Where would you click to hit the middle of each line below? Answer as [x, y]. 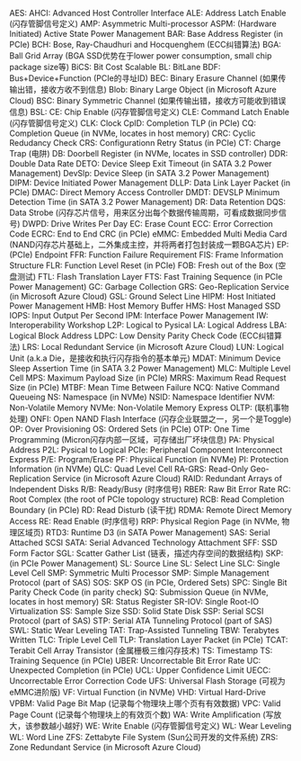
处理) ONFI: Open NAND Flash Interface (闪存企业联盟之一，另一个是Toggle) [150, 419]
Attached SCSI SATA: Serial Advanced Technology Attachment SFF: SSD [144, 542]
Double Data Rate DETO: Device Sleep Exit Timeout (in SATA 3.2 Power [141, 164]
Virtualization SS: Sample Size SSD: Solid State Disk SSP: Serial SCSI [137, 611]
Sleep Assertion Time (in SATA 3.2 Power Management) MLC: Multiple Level [150, 368]
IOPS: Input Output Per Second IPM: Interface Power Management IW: [139, 315]
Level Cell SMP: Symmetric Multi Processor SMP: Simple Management [139, 573]
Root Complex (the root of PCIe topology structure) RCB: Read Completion [147, 499]
